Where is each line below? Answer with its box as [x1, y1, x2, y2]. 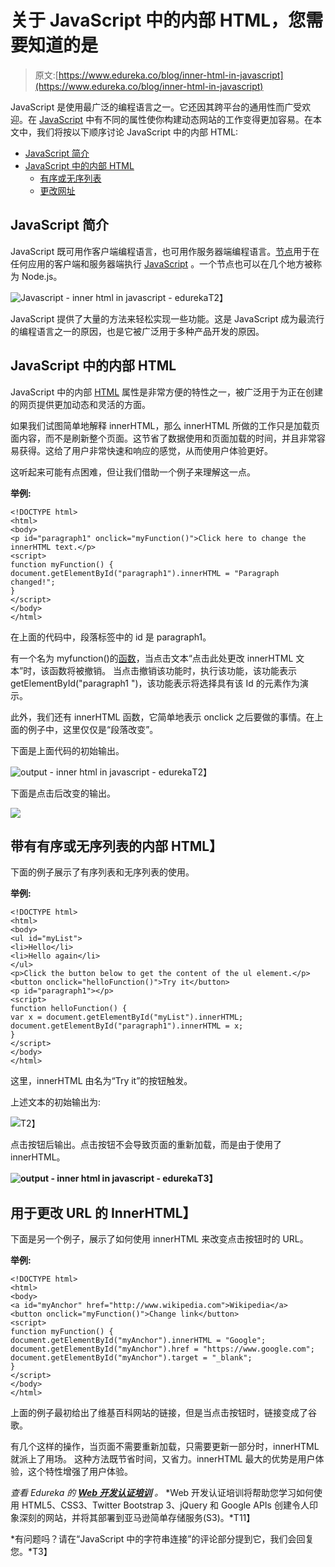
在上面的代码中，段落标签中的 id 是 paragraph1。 [10, 631, 212, 643]
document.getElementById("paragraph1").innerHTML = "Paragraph [10, 568, 280, 578]
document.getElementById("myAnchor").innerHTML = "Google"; [10, 1336, 267, 1346]
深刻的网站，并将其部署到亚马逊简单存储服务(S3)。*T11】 [18, 1512, 256, 1524]
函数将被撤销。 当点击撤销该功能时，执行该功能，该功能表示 [49, 664, 298, 676]
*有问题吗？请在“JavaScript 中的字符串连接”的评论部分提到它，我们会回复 [10, 1533, 315, 1545]
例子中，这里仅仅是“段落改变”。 [27, 723, 159, 735]
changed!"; [10, 577, 56, 587]
